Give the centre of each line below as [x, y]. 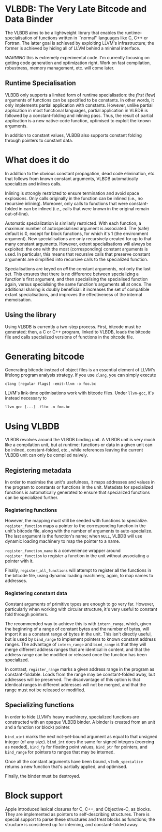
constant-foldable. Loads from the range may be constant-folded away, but [80, 674]
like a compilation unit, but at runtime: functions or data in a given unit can [79, 445]
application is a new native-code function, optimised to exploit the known [78, 120]
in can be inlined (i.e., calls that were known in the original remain [84, 208]
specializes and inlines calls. [33, 183]
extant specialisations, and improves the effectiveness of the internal [74, 294]
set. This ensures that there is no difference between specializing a [72, 274]
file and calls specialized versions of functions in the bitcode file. [70, 337]
